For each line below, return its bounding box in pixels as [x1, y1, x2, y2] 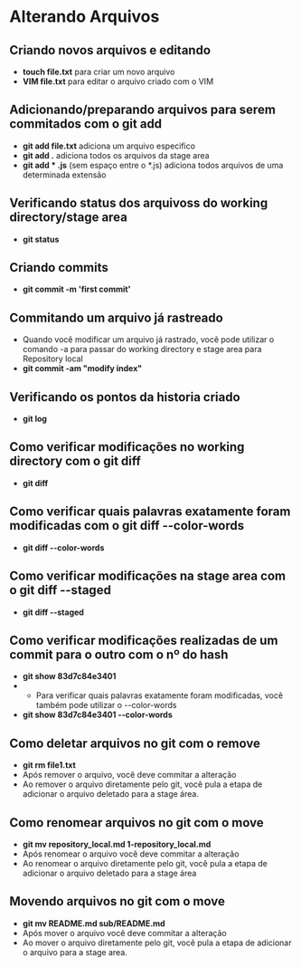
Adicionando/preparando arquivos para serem [9, 102, 276, 118]
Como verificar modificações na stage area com [9, 569, 287, 584]
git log [22, 414, 48, 425]
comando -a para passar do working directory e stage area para [22, 344, 262, 355]
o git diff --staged [9, 582, 111, 598]
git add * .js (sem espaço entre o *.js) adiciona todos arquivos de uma [22, 159, 284, 170]
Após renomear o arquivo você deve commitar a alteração [22, 848, 240, 859]
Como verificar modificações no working [9, 439, 245, 455]
